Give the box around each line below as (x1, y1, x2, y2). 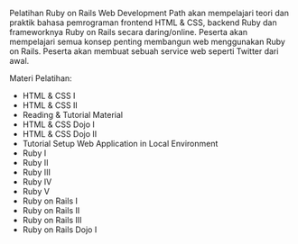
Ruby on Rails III (22, 215, 82, 225)
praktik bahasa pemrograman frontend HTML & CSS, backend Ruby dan (9, 17, 277, 28)
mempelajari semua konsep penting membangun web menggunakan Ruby (9, 36, 286, 47)
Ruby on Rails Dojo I (22, 224, 98, 235)
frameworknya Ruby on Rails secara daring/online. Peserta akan (9, 27, 248, 37)
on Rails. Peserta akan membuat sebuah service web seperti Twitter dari (9, 46, 279, 57)
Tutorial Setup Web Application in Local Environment (22, 139, 219, 149)
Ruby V (22, 186, 50, 196)
